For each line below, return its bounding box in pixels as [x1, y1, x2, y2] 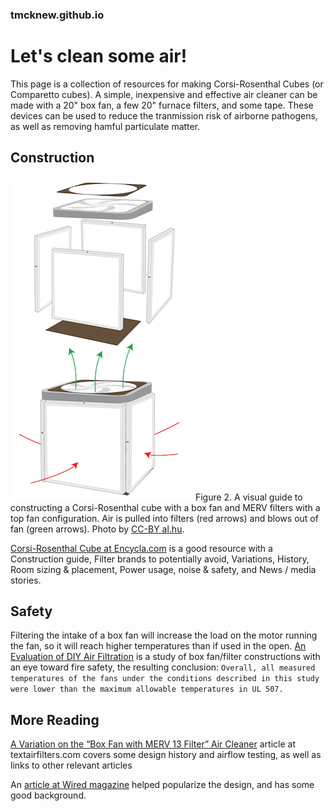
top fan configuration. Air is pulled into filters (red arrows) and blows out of [10, 512, 319, 524]
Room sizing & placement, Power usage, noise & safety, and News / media [10, 563, 317, 575]
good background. [10, 789, 87, 802]
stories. [10, 574, 42, 586]
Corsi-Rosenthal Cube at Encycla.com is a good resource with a [10, 542, 273, 554]
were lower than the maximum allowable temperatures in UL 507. [10, 684, 284, 695]
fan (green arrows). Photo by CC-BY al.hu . [10, 523, 185, 535]
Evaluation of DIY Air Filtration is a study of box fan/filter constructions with [10, 651, 321, 663]
